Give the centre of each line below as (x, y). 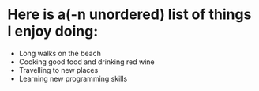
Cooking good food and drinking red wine (86, 62)
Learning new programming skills (73, 78)
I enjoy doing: (53, 31)
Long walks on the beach (60, 53)
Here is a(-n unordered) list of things (129, 15)
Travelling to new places (58, 70)
